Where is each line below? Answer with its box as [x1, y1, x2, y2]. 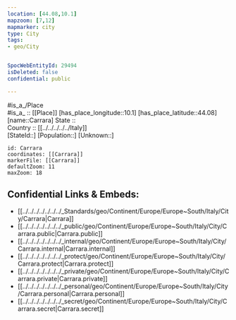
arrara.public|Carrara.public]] [17, 230, 104, 238]
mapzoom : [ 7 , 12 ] [7, 17, 55, 24]
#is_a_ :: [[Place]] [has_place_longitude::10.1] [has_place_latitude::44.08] [7, 108, 217, 117]
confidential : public [7, 75, 71, 82]
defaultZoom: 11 [7, 163, 55, 170]
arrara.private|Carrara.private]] [17, 275, 108, 283]
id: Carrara [7, 144, 42, 152]
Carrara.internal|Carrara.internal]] [17, 244, 116, 253]
